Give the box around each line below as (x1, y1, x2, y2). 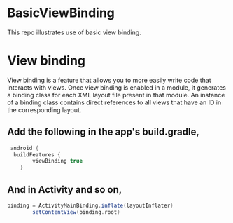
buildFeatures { (13, 151, 61, 158)
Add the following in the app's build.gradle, (7, 126, 199, 138)
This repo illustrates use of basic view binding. (7, 28, 141, 36)
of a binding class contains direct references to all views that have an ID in (7, 98, 222, 107)
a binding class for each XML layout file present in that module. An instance (7, 90, 225, 99)
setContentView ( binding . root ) (32, 208, 120, 215)
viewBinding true (32, 158, 83, 165)
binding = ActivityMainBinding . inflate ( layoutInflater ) (7, 202, 174, 209)
